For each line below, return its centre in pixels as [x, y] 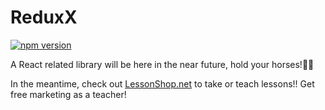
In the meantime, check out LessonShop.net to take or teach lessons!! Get [162, 83]
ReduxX [44, 17]
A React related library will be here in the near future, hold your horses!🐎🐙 [162, 64]
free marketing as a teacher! [68, 94]
